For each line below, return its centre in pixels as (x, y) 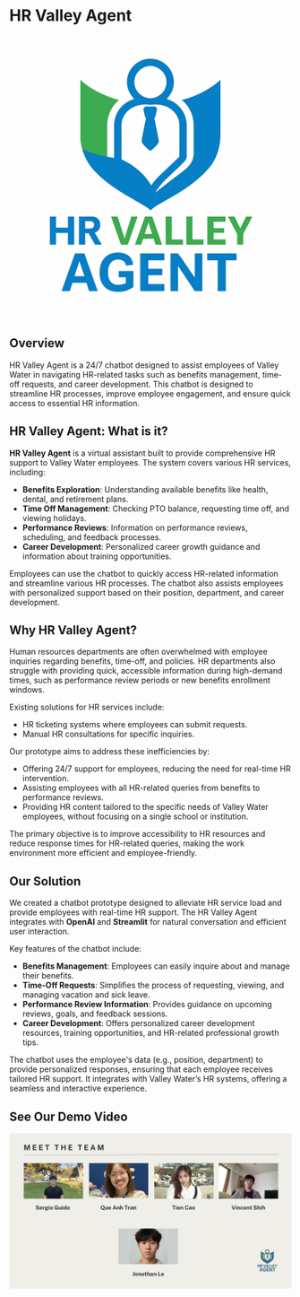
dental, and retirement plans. (75, 499)
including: (28, 472)
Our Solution (45, 881)
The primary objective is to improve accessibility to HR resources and (137, 834)
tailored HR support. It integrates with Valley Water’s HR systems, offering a (148, 1079)
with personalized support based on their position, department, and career (147, 592)
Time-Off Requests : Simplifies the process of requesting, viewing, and (153, 985)
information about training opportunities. (97, 556)
